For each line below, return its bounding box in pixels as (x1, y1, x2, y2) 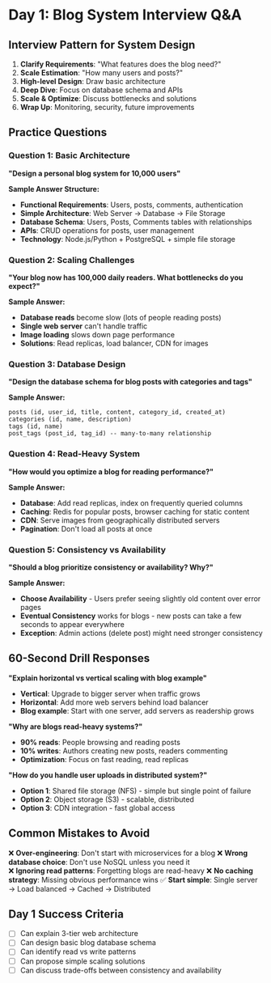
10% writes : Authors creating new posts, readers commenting (19, 746, 228, 756)
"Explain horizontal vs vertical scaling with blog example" (8, 673, 208, 683)
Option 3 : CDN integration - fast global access (19, 803, 176, 812)
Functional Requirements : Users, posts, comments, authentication (19, 200, 243, 210)
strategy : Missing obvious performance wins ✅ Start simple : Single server (8, 875, 258, 884)
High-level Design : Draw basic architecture (19, 77, 166, 86)
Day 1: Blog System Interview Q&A (8, 6, 243, 24)
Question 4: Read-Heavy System (8, 448, 140, 460)
